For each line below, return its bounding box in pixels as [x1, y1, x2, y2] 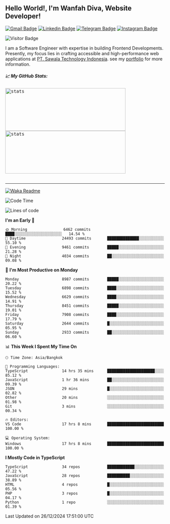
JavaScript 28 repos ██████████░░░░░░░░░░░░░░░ [5, 473, 164, 478]
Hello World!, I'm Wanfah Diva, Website [5, 4, 132, 13]
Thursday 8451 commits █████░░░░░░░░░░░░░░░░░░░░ [5, 303, 164, 308]
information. [5, 61, 31, 67]
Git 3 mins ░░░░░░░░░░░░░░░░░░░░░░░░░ [5, 404, 164, 409]
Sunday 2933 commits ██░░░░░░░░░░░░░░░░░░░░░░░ [5, 330, 164, 335]
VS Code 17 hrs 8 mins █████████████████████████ [5, 421, 164, 427]
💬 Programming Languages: [5, 364, 60, 369]
